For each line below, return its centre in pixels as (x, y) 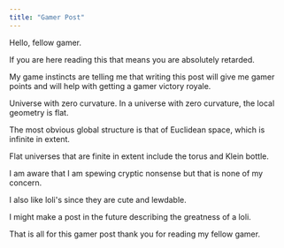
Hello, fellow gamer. (46, 42)
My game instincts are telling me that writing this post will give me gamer (142, 77)
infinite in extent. (40, 139)
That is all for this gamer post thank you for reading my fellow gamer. (135, 234)
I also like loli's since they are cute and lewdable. (98, 199)
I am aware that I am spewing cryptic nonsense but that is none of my (136, 173)
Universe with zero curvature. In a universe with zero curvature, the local (142, 103)
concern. (26, 183)
